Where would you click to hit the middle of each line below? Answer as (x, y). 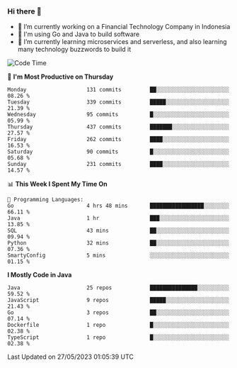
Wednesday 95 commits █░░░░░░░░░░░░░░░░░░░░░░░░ (118, 115)
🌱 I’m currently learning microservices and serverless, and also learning (122, 42)
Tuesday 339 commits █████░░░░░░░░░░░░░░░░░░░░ (118, 102)
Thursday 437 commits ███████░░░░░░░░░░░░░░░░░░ (118, 127)
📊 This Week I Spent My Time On (57, 184)
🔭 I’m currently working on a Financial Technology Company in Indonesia (124, 27)
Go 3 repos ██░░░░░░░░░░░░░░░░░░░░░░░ (118, 313)
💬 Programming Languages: (45, 200)
